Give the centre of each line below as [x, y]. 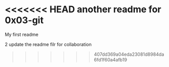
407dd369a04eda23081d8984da [129, 54]
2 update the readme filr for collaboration [48, 44]
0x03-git [24, 20]
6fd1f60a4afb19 [111, 59]
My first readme [22, 34]
